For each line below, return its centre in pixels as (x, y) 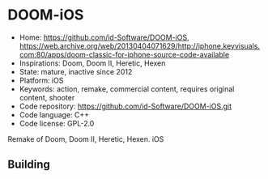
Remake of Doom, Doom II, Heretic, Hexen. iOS (86, 139)
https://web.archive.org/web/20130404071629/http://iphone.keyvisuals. (140, 45)
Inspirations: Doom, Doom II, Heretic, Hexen (92, 63)
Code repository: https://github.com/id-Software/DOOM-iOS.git (125, 106)
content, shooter (47, 97)
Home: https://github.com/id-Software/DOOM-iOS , (104, 37)
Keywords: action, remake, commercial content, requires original (127, 89)
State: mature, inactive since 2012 (76, 71)
